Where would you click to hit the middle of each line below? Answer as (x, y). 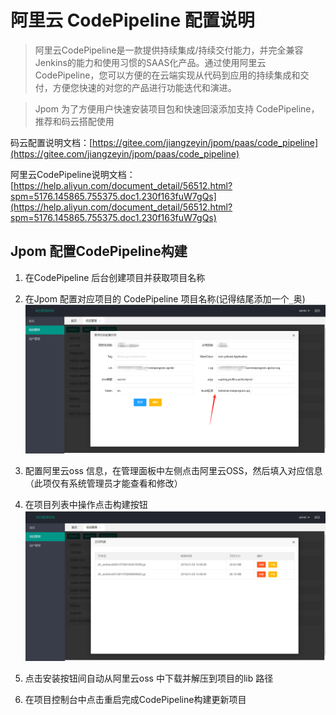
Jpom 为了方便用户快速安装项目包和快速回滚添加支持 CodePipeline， (177, 108)
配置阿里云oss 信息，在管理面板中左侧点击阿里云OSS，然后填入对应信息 (173, 471)
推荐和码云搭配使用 (74, 121)
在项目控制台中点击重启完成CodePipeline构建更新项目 (135, 699)
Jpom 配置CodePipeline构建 (99, 251)
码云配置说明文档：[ (51, 142)
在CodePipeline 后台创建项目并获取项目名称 (115, 277)
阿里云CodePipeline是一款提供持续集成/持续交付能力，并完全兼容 (169, 50)
